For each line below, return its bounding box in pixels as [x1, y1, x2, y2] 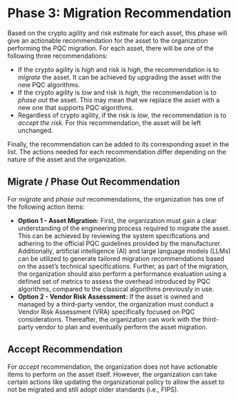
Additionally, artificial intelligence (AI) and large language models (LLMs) [17, 247, 231, 255]
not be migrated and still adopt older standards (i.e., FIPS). [7, 385, 180, 394]
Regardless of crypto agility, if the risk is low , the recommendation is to [17, 111, 227, 119]
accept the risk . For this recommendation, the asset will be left [17, 118, 202, 127]
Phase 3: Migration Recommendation [7, 5, 232, 21]
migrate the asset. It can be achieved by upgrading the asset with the [17, 73, 222, 81]
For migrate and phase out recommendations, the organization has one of [7, 194, 224, 203]
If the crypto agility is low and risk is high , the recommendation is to [17, 88, 217, 96]
